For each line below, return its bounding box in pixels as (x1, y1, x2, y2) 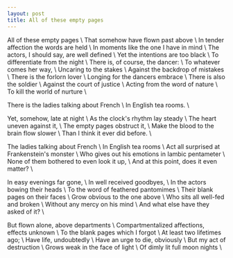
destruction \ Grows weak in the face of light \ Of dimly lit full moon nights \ (7, 243, 222, 251)
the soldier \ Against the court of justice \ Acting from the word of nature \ (7, 80, 218, 88)
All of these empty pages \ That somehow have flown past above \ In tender (7, 35, 224, 44)
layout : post (7, 10, 45, 17)
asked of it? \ (7, 207, 44, 216)
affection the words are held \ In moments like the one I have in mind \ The (7, 43, 220, 51)
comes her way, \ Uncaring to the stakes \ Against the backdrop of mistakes (7, 65, 224, 74)
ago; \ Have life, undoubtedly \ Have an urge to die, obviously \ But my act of (7, 235, 226, 243)
